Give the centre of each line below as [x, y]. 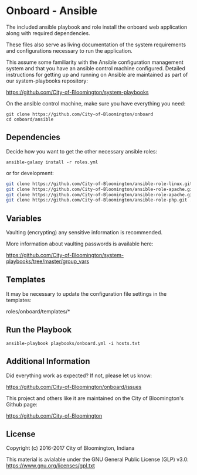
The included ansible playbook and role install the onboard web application [97, 27]
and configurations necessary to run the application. [69, 50]
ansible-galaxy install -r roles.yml [52, 162]
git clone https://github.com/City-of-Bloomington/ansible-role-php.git [97, 200]
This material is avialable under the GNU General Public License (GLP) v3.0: [97, 459]
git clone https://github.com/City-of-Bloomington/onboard [80, 114]
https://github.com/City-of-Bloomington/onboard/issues [74, 387]
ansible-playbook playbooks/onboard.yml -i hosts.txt [73, 343]
